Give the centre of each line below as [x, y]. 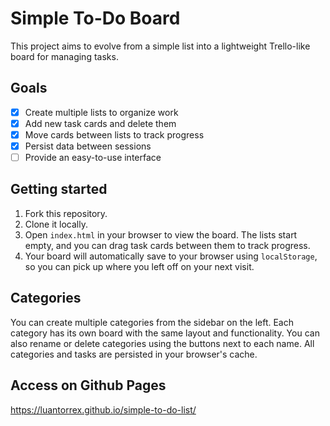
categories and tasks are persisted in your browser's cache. [134, 354]
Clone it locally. [56, 224]
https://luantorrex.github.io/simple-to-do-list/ [103, 409]
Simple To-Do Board [95, 18]
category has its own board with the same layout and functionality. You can [165, 333]
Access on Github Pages [88, 385]
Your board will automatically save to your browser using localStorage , [171, 256]
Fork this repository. [66, 213]
